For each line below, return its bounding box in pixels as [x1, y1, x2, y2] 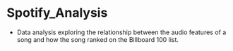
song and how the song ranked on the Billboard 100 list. [16, 35, 179, 43]
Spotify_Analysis [6, 5, 108, 21]
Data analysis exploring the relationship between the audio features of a [16, 28, 227, 36]
